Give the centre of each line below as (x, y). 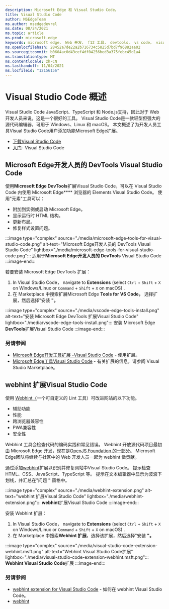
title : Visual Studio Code (33, 15)
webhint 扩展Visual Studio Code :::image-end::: (91, 502)
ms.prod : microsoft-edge (31, 38)
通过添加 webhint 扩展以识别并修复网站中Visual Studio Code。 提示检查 (78, 467)
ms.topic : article (24, 33)
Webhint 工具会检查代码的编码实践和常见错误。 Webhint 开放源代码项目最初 (84, 444)
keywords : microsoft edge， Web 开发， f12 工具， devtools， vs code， (80, 43)
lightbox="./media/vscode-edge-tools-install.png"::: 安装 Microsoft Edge (80, 323)
